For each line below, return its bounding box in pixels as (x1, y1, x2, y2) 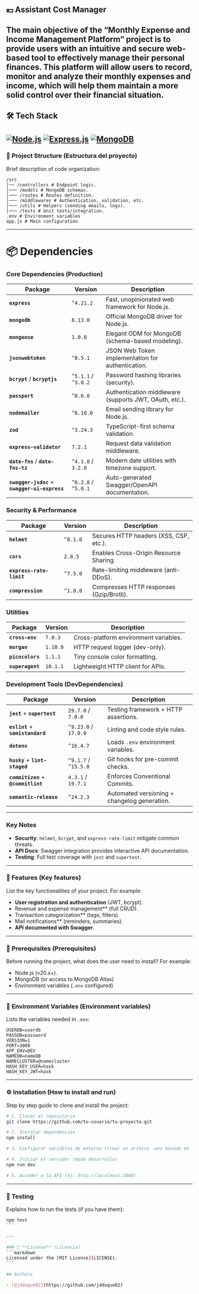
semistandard (9, 730, 46, 737)
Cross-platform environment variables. (73, 633, 182, 641)
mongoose (9, 334, 34, 341)
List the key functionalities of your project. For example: (6, 887, 142, 894)
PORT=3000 (6, 1043, 31, 1049)
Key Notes (6, 821, 37, 829)
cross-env (9, 634, 37, 641)
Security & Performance (6, 506, 77, 514)
